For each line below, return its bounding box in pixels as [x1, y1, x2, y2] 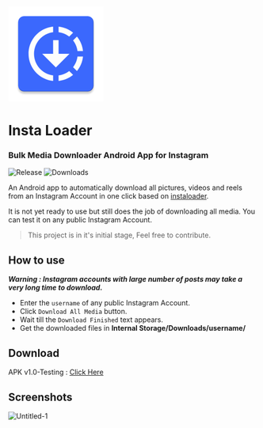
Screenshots [8, 390, 73, 403]
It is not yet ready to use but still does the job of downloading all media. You [8, 206, 256, 216]
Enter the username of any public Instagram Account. [19, 298, 190, 308]
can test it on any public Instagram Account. [8, 215, 153, 225]
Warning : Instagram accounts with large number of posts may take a [8, 275, 243, 284]
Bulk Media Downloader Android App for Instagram [8, 150, 209, 161]
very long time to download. [8, 283, 103, 293]
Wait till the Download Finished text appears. [19, 315, 164, 324]
